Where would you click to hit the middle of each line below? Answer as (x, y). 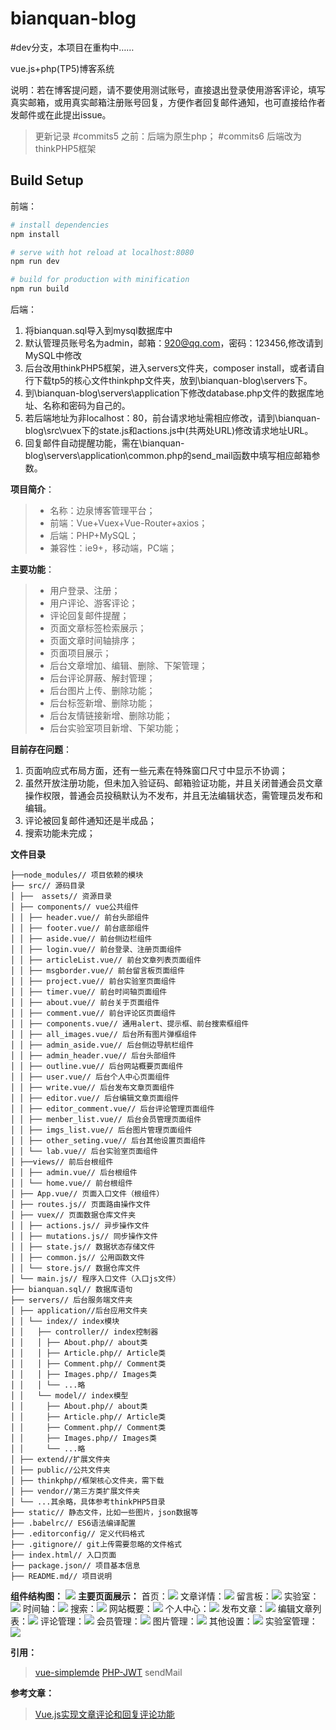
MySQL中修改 (53, 355)
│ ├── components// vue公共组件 (75, 907)
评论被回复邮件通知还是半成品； (90, 820)
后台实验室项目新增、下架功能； (115, 728)
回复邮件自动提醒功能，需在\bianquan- (104, 443)
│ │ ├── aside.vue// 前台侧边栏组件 (81, 939)
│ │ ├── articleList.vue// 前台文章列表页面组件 (106, 960)
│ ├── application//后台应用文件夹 (79, 1311)
